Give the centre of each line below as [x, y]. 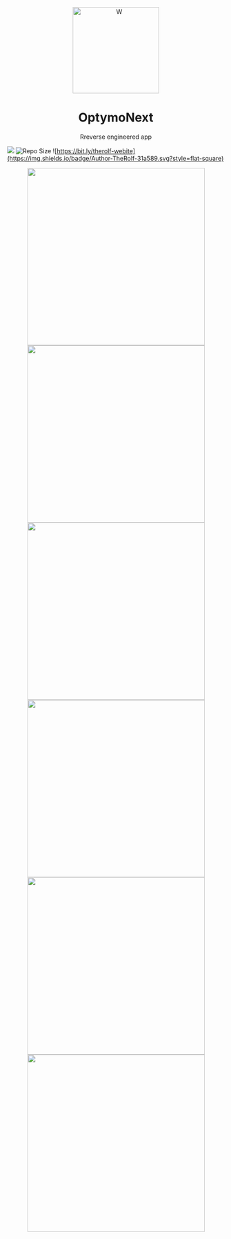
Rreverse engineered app [116, 137]
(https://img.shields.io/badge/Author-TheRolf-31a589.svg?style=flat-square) [115, 158]
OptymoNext [116, 118]
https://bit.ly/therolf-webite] [96, 150]
